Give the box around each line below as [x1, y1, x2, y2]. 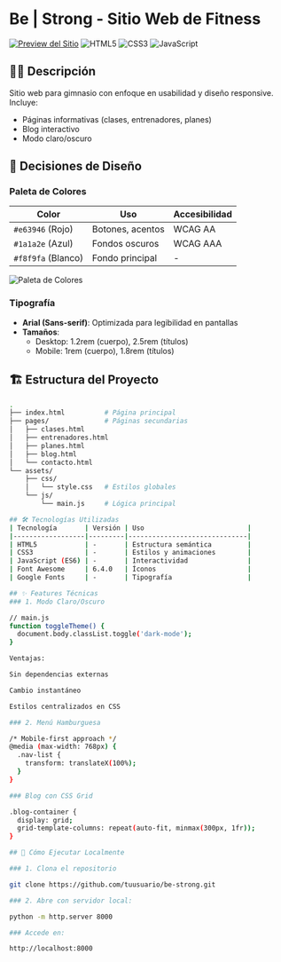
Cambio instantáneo [9, 686, 82, 695]
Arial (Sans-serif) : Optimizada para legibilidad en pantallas [21, 317, 238, 327]
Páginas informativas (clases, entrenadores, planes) [21, 114, 213, 124]
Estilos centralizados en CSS [9, 702, 121, 711]
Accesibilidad [173, 209, 232, 221]
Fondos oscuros [91, 238, 160, 250]
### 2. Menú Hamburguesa [9, 718, 101, 727]
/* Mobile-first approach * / [9, 734, 117, 743]
